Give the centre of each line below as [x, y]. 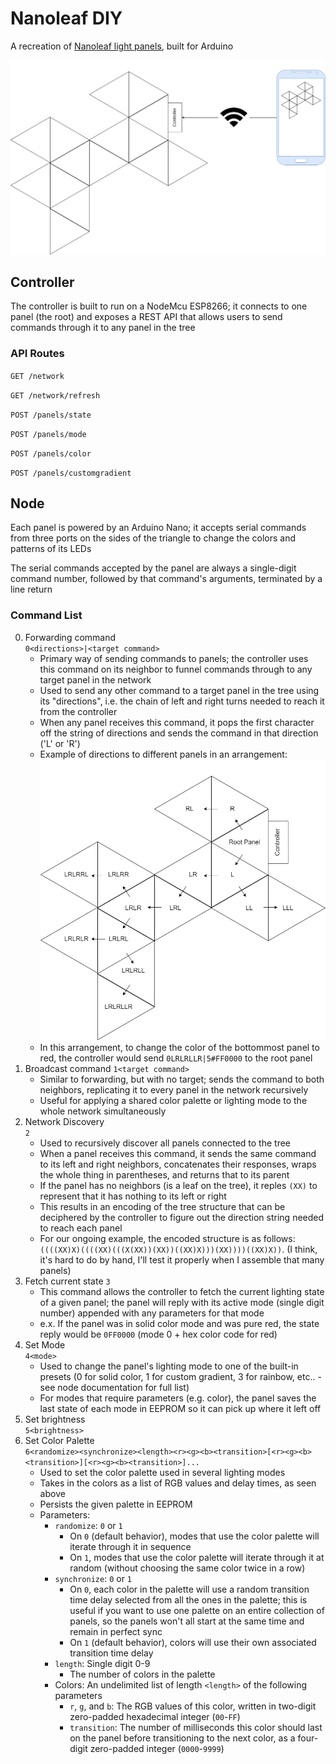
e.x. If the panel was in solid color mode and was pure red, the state [179, 1323]
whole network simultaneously [103, 1111]
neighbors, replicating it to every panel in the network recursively [174, 1089]
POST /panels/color [51, 453]
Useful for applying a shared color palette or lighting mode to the [173, 1100]
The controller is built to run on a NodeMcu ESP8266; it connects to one [159, 306]
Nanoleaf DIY [66, 18]
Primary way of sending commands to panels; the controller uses [174, 658]
